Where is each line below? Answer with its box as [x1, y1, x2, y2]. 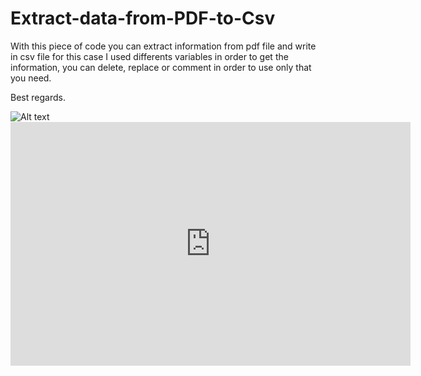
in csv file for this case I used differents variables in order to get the [10, 50, 289, 62]
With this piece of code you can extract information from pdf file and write [10, 40, 317, 52]
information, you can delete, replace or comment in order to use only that [10, 61, 312, 73]
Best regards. [10, 91, 66, 103]
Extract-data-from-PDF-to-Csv [10, 7, 276, 30]
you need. [10, 72, 52, 84]
